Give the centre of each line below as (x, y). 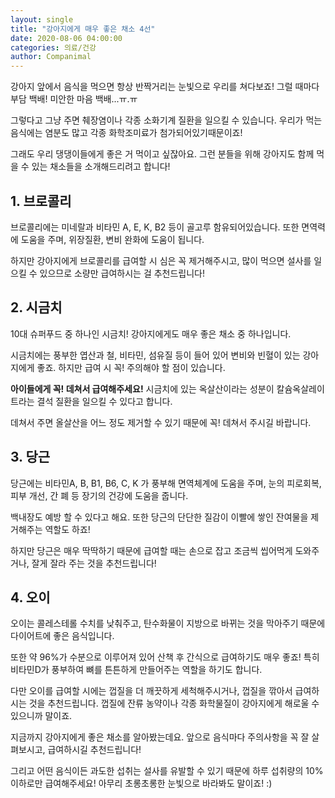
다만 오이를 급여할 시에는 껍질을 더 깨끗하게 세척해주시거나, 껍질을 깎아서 (151, 691)
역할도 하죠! (67, 529)
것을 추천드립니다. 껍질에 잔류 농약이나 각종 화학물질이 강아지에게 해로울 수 (174, 703)
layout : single (42, 19)
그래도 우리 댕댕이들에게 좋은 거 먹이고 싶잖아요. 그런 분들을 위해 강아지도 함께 (162, 154)
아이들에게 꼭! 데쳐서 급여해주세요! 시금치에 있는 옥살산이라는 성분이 (142, 388)
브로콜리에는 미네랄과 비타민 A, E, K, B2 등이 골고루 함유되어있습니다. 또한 (155, 227)
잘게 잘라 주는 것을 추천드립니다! (94, 563)
